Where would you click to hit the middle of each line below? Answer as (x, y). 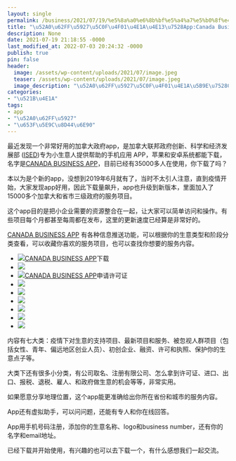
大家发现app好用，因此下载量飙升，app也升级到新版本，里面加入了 (117, 187)
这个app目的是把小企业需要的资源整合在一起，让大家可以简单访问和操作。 (114, 211)
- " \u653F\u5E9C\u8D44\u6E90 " (52, 125)
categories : (25, 92)
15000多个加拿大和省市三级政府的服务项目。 (72, 196)
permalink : (23, 20)
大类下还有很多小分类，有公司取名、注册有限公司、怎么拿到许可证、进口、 (115, 372)
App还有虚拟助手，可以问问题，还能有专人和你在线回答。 (90, 411)
